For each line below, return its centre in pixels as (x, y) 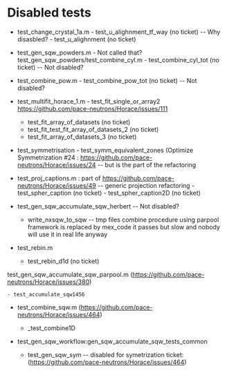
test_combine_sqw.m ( (49, 307)
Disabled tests (49, 13)
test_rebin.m (35, 247)
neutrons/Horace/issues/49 (57, 185)
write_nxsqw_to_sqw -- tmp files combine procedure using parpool (123, 220)
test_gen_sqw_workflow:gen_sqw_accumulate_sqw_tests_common (112, 341)
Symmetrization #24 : (48, 157)
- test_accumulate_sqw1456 (46, 294)
